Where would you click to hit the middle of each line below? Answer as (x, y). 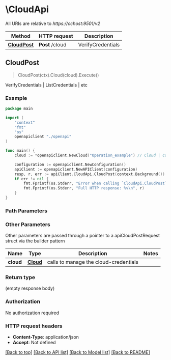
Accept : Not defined (34, 343)
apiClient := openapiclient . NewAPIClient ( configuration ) (76, 169)
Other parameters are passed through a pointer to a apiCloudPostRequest (83, 236)
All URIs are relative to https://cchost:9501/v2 (53, 23)
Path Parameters (26, 211)
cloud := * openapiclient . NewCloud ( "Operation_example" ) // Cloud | (87, 156)
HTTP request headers (34, 326)
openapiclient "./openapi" (43, 137)
